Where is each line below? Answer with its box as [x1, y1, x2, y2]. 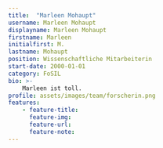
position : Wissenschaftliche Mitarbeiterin [8, 56, 153, 63]
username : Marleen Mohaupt [8, 19, 96, 27]
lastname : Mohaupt [8, 48, 68, 56]
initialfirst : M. [8, 41, 65, 49]
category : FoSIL [8, 70, 61, 78]
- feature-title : [22, 106, 79, 114]
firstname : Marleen [8, 33, 72, 42]
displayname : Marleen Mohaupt [8, 26, 107, 34]
